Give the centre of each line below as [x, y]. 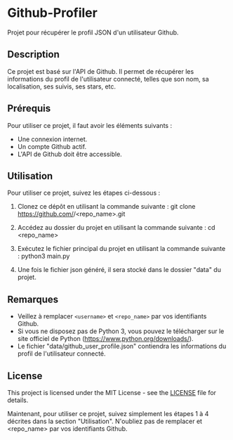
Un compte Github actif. [52, 146]
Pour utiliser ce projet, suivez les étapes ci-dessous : [84, 193]
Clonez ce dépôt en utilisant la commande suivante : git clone [106, 207]
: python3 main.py [44, 256]
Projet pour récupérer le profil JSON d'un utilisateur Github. [93, 32]
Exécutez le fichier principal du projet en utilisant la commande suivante [121, 249]
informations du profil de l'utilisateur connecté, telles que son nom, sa [108, 79]
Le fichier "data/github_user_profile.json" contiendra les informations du [122, 347]
